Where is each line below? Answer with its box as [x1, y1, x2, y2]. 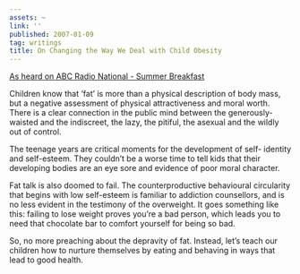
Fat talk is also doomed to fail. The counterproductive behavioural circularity [9, 180, 291, 191]
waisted [9, 117, 39, 128]
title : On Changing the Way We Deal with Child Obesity [9, 47, 222, 56]
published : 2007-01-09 [9, 30, 94, 39]
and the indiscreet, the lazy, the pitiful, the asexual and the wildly [39, 117, 279, 128]
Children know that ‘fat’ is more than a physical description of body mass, [9, 89, 281, 99]
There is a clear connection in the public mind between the [9, 107, 227, 118]
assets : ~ [9, 13, 47, 22]
